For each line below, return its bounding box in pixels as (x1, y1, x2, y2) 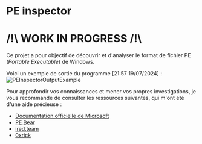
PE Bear (15, 119, 35, 126)
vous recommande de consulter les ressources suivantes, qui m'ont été (6, 95, 184, 102)
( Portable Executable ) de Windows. (6, 58, 95, 66)
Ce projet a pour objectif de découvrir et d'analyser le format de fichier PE (6, 52, 192, 59)
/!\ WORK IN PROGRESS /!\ (6, 32, 142, 46)
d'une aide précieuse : (6, 101, 62, 108)
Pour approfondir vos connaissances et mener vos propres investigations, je (6, 88, 197, 95)
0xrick (15, 131, 31, 139)
